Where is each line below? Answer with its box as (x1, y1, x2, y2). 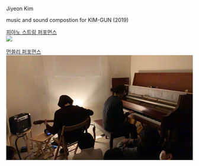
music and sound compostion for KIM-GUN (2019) (6, 17, 129, 23)
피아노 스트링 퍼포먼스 (6, 29, 57, 35)
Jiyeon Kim (6, 5, 34, 12)
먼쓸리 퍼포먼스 (6, 48, 41, 55)
